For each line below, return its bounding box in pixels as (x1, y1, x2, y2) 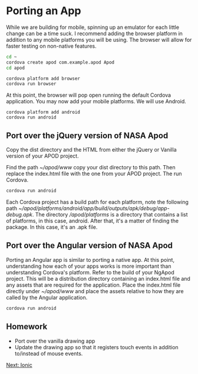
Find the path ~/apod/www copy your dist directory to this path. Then (6, 164, 176, 171)
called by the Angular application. (6, 294, 88, 301)
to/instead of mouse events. (14, 350, 83, 357)
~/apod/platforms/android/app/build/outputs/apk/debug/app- (18, 205, 170, 212)
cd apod (6, 65, 25, 71)
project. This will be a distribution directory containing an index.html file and (6, 275, 190, 282)
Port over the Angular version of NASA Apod (6, 241, 173, 251)
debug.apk (6, 211, 32, 218)
